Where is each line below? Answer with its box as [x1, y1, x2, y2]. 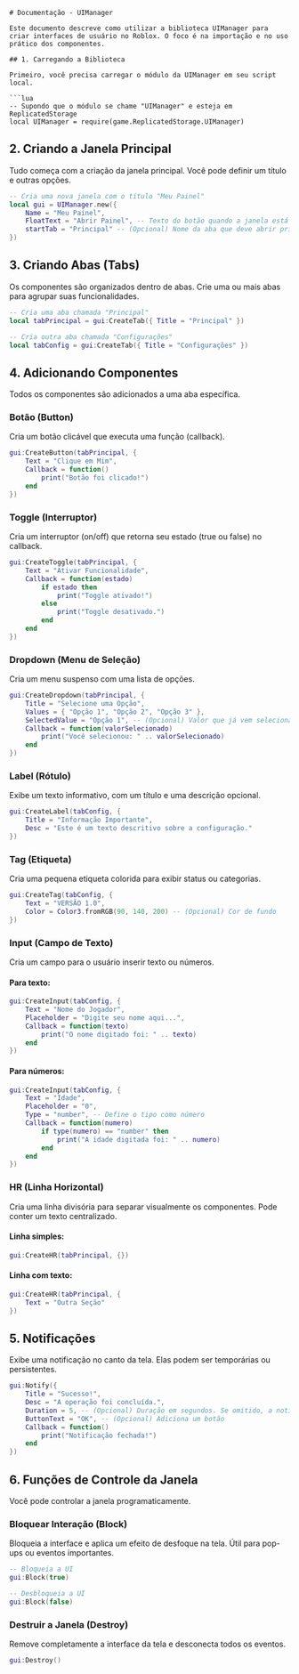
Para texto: [9, 977, 51, 988]
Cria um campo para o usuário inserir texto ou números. [9, 957, 215, 967]
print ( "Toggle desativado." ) [56, 608, 166, 617]
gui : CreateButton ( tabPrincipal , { [9, 449, 138, 457]
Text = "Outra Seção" [25, 1298, 105, 1307]
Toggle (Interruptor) [9, 511, 98, 523]
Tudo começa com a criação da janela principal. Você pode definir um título [9, 165, 287, 175]
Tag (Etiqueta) [9, 853, 72, 865]
